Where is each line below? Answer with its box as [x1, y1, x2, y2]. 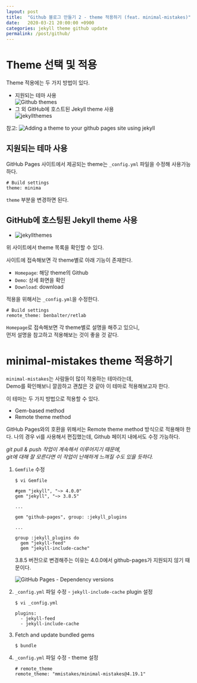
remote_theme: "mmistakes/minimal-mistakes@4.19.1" [14, 671, 146, 677]
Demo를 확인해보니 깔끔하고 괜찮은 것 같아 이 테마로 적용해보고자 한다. [6, 382, 170, 390]
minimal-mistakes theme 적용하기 [6, 354, 173, 368]
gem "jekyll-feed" [20, 540, 66, 546]
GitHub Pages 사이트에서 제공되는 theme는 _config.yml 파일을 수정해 [6, 160, 171, 167]
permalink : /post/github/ [6, 31, 70, 37]
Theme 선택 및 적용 [6, 58, 97, 72]
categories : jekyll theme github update [6, 25, 108, 32]
